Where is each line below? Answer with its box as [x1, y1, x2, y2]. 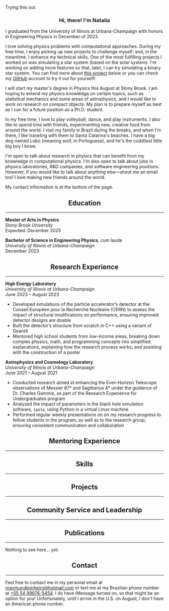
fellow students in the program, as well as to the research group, [12, 417, 146, 423]
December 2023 [5, 248, 39, 254]
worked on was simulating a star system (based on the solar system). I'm [5, 59, 157, 65]
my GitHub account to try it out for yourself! [5, 76, 96, 82]
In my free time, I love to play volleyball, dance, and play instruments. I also [5, 116, 161, 122]
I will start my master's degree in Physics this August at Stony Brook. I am [5, 85, 157, 91]
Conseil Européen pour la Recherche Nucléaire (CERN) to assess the [12, 306, 155, 312]
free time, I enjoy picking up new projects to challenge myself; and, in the [5, 49, 157, 55]
